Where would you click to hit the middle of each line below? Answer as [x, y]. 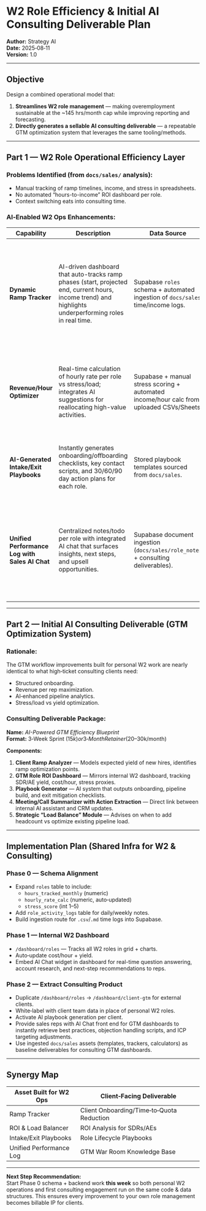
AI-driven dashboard [89, 267]
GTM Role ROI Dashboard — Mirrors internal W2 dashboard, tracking [103, 775]
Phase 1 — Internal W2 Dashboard [58, 935]
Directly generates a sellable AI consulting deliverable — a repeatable [105, 126]
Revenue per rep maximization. [54, 690]
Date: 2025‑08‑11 [28, 48]
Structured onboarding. [45, 683]
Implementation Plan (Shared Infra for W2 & [91, 846]
